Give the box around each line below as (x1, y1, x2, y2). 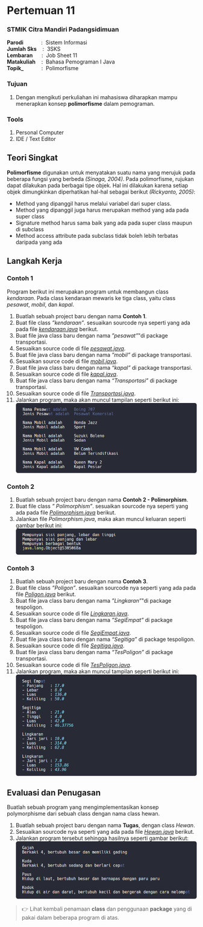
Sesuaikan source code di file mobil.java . (15, 358, 118, 365)
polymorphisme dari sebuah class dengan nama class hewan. (7, 810, 160, 817)
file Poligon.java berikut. (15, 591, 77, 598)
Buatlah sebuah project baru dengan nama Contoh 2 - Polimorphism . (15, 496, 189, 503)
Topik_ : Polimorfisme (7, 65, 79, 72)
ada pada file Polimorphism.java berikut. (15, 509, 116, 516)
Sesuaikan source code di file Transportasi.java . (15, 390, 136, 397)
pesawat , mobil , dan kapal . (7, 301, 75, 308)
